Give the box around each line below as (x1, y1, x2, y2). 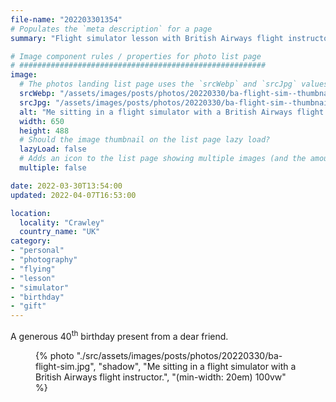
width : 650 (19, 116, 65, 126)
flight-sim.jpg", (35, 360, 97, 372)
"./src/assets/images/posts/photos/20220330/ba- (76, 349, 283, 361)
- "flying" (10, 264, 56, 274)
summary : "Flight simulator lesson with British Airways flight (10, 33, 284, 43)
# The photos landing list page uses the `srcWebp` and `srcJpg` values (19, 79, 329, 90)
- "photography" (10, 255, 78, 265)
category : (10, 236, 52, 246)
